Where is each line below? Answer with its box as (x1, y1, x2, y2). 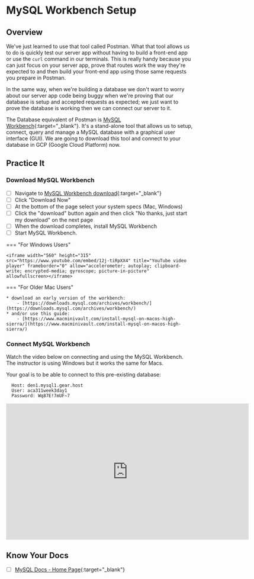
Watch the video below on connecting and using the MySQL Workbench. (6, 353, 184, 361)
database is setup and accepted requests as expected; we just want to (6, 98, 179, 105)
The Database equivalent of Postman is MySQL (6, 116, 121, 123)
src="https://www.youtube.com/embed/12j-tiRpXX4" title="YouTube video (6, 258, 187, 264)
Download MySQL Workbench (6, 176, 95, 184)
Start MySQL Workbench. (14, 229, 78, 236)
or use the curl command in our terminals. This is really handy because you (6, 56, 191, 62)
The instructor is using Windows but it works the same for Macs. (6, 359, 164, 367)
